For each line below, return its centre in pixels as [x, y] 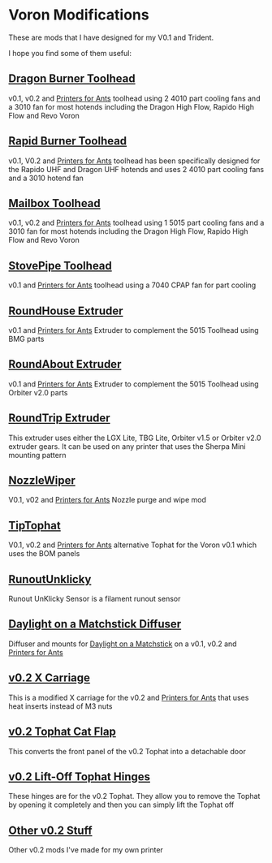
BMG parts [26, 339]
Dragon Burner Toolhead [72, 79]
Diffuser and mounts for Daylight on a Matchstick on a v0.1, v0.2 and [123, 644]
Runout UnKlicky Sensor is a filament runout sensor [95, 599]
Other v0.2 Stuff [50, 830]
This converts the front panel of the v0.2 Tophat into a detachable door [127, 751]
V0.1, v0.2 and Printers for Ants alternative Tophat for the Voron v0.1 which [133, 545]
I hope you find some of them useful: [70, 53]
